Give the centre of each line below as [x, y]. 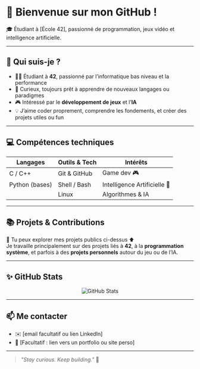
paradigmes [29, 95]
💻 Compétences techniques [60, 142]
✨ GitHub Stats [35, 277]
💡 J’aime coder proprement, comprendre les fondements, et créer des [101, 110]
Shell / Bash [74, 184]
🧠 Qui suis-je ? [33, 62]
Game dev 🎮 [121, 172]
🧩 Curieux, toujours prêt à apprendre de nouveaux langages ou [92, 89]
